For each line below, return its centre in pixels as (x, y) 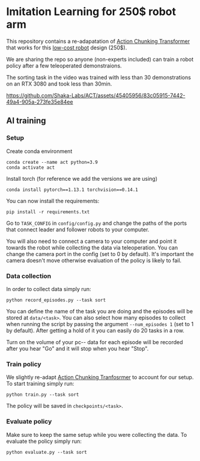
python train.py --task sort (43, 395)
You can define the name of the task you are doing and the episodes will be (100, 311)
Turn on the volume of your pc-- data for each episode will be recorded (95, 342)
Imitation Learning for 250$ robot (91, 12)
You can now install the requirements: (53, 201)
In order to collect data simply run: (49, 289)
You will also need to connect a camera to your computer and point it (92, 241)
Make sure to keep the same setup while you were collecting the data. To (97, 434)
